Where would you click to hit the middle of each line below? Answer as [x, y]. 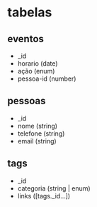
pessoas [27, 101]
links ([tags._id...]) [44, 196]
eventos [26, 39]
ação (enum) [36, 71]
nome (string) [38, 126]
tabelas [30, 12]
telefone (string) [41, 133]
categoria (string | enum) [54, 188]
